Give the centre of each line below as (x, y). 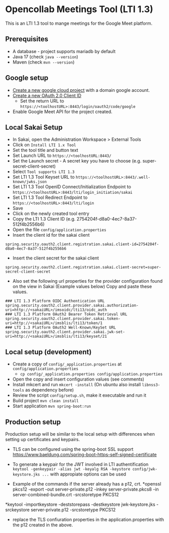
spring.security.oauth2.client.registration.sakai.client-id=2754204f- (82, 244)
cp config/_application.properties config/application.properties (91, 375)
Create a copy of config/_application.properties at (67, 364)
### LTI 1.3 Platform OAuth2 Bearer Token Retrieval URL (66, 314)
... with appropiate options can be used (84, 474)
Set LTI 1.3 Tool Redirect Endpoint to (50, 197)
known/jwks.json (30, 182)
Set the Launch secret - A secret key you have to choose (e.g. (77, 161)
